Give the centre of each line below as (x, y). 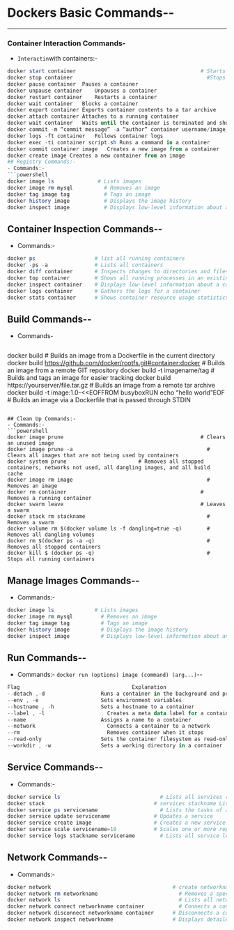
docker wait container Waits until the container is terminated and (112, 123)
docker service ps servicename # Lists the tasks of (115, 810)
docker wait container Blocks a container (73, 104)
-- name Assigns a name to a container (99, 719)
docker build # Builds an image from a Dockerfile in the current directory (111, 356)
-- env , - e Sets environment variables (95, 700)
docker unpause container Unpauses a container (82, 91)
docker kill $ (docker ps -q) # (109, 553)
